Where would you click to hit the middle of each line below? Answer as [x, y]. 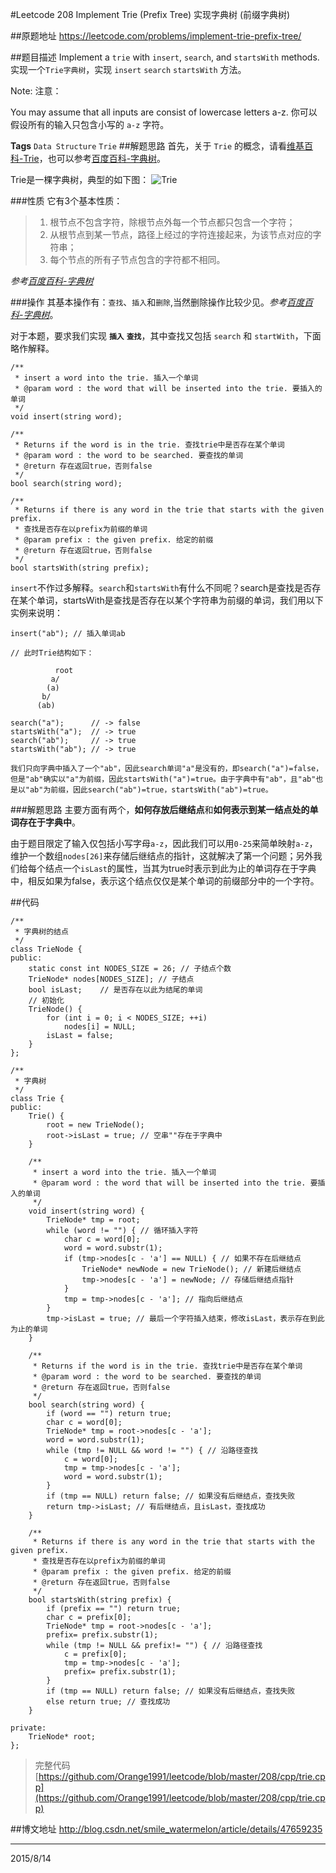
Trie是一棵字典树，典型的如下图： [80, 179]
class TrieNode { [46, 949]
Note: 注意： [36, 91]
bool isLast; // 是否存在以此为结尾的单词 [115, 990]
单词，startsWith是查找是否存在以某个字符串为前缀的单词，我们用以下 [180, 600]
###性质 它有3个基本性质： [66, 201]
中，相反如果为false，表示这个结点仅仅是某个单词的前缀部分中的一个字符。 [165, 881]
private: [28, 1728]
